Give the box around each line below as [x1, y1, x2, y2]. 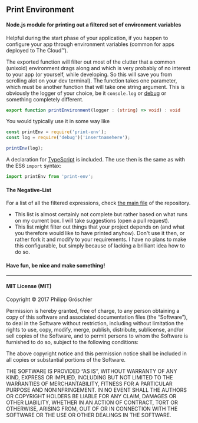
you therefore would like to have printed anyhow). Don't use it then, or [14, 230, 185, 237]
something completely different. [6, 95, 84, 103]
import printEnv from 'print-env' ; [6, 174, 94, 180]
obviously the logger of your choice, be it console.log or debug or [6, 90, 167, 97]
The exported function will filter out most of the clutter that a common [6, 58, 176, 65]
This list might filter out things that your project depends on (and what [14, 223, 185, 230]
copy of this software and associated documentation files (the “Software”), [6, 313, 188, 320]
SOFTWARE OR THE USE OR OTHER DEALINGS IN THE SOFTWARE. [6, 411, 171, 418]
